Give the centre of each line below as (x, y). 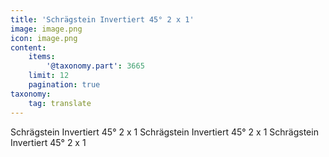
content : (28, 47)
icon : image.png (44, 38)
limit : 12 (49, 76)
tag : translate (60, 103)
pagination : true (64, 85)
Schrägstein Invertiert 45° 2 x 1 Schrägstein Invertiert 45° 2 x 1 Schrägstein (164, 132)
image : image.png (46, 29)
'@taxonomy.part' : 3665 (95, 66)
